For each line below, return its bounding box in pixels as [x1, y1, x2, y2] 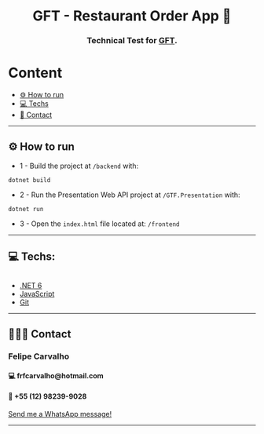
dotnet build [8, 176, 51, 184]
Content [8, 64, 63, 82]
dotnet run [8, 205, 44, 213]
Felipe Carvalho [8, 351, 69, 362]
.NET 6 [19, 280, 42, 290]
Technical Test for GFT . [86, 35, 178, 46]
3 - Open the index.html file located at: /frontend [19, 219, 180, 228]
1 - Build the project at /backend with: [19, 161, 139, 170]
